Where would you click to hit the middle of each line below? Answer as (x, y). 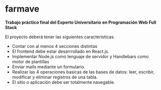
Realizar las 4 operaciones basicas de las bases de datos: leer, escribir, (83, 72)
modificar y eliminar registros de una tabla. (55, 77)
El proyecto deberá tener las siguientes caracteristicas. (60, 37)
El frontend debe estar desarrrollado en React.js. (61, 51)
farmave (22, 9)
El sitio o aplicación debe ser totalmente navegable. (64, 82)
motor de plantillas (31, 61)
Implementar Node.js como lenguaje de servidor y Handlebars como (80, 56)
